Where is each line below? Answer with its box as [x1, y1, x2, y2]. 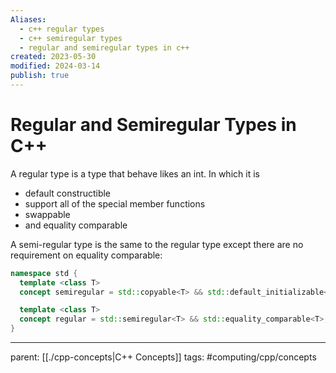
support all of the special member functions [24, 197, 206, 210]
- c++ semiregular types [19, 33, 123, 43]
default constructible [24, 187, 112, 199]
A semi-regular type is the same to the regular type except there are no [10, 238, 304, 250]
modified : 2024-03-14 [10, 61, 101, 71]
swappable [24, 208, 71, 220]
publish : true [10, 71, 70, 81]
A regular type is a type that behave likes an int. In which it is [10, 167, 260, 180]
